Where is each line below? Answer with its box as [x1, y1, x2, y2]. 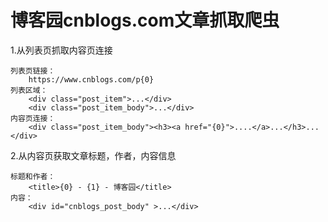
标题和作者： [10, 171, 56, 181]
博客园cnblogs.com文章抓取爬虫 [10, 9, 280, 32]
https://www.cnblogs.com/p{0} [28, 74, 155, 85]
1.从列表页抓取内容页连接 [10, 44, 113, 56]
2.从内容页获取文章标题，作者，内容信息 [10, 149, 177, 161]
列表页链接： [10, 66, 56, 76]
